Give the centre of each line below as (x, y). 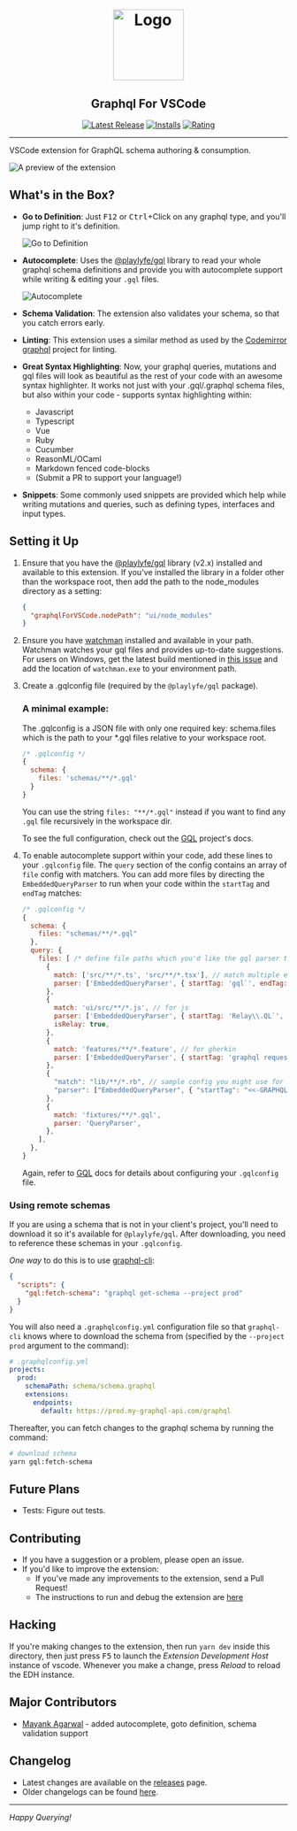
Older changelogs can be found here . (90, 1791)
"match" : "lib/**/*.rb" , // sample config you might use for (169, 1082)
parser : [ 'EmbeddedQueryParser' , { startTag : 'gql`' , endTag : (171, 983)
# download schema (43, 1453)
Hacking (33, 1625)
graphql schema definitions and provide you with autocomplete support (152, 269)
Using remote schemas (60, 1205)
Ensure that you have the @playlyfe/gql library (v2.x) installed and (142, 563)
